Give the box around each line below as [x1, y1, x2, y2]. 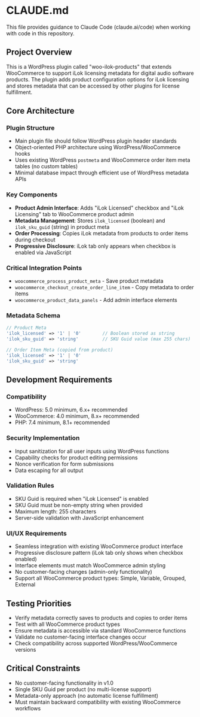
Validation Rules [6, 482, 55, 490]
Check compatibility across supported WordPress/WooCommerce [14, 639, 177, 647]
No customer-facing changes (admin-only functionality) [14, 568, 152, 576]
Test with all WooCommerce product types [14, 621, 121, 628]
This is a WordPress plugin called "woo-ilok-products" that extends [6, 63, 172, 70]
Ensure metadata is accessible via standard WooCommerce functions [14, 627, 186, 634]
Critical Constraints [6, 663, 81, 674]
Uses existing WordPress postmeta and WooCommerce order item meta [14, 156, 190, 164]
